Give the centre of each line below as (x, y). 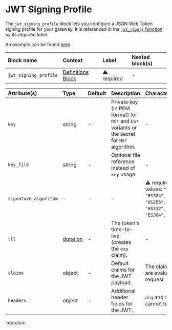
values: (154, 189)
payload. (121, 282)
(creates (121, 242)
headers (17, 300)
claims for (123, 270)
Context (73, 60)
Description (126, 93)
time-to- (122, 229)
